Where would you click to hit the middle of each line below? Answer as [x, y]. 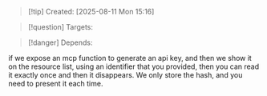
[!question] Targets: [61, 27]
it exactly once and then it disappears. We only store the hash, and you [125, 75]
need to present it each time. [56, 84]
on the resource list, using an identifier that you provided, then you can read [134, 66]
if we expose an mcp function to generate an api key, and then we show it [130, 58]
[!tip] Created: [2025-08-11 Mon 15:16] [91, 12]
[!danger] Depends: [60, 42]
